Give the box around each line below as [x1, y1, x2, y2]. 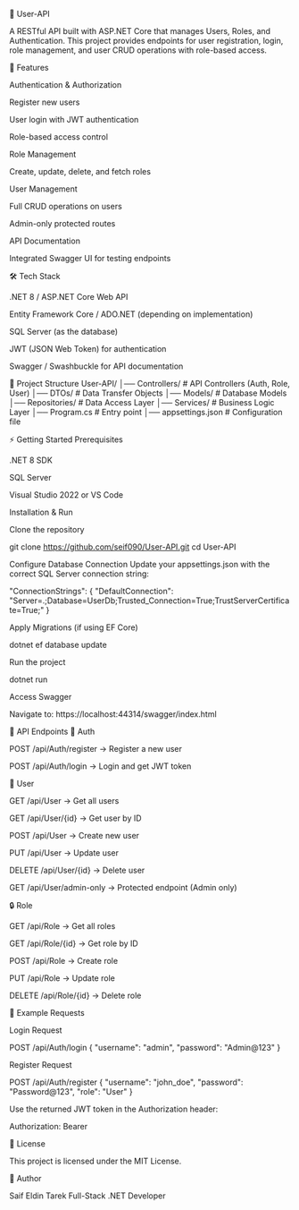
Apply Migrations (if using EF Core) [9, 622, 138, 633]
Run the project [9, 657, 66, 667]
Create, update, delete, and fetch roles [9, 166, 152, 176]
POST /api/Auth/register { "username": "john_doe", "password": [9, 1077, 244, 1087]
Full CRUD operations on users [9, 201, 122, 211]
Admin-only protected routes [9, 218, 116, 228]
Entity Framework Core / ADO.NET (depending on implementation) [9, 309, 253, 320]
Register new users [9, 97, 80, 107]
